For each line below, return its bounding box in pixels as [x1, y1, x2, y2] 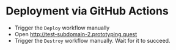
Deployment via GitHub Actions [5, 4, 169, 18]
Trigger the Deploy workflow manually [14, 24, 110, 31]
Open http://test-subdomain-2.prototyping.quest [14, 30, 137, 37]
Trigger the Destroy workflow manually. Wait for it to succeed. [14, 37, 170, 44]
